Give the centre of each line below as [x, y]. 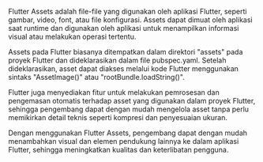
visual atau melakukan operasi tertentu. [72, 36]
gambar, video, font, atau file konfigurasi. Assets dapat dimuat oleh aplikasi [130, 20]
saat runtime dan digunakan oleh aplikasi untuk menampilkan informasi [124, 28]
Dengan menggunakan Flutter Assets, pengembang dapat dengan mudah [128, 133]
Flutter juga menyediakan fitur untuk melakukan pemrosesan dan [114, 92]
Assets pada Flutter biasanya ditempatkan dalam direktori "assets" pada [126, 52]
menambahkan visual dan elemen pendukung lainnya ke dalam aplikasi [124, 141]
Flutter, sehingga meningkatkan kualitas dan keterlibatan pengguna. [118, 150]
